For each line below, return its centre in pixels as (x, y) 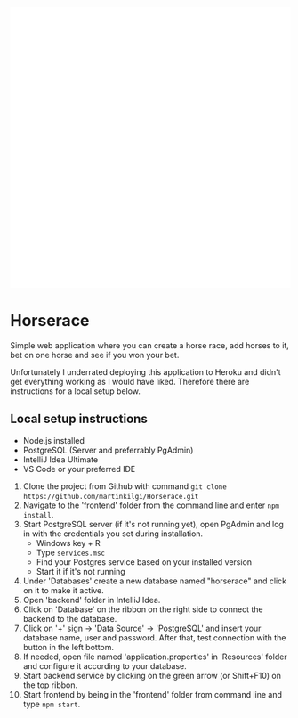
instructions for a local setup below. (76, 391)
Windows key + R (68, 543)
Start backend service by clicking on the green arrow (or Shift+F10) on (152, 675)
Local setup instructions (79, 419)
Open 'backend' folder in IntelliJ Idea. (92, 600)
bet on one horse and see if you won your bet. (95, 355)
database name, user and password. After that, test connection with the (154, 637)
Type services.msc (71, 552)
